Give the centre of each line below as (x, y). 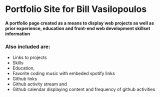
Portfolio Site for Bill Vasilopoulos (76, 9)
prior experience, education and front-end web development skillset (78, 28)
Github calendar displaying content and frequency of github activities (84, 89)
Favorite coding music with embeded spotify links (63, 73)
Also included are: (28, 46)
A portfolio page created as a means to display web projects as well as (79, 23)
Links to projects (29, 57)
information (18, 33)
